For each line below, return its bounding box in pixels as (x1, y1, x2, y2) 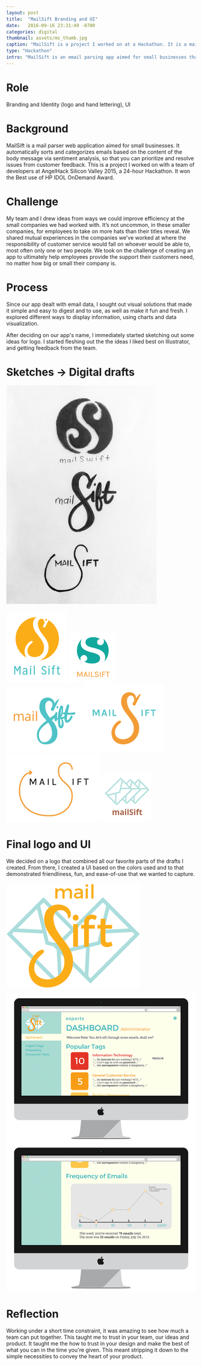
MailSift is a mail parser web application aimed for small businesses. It (6, 141, 180, 149)
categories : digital (6, 29, 58, 35)
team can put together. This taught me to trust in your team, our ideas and (6, 1333, 189, 1341)
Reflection (6, 1307, 59, 1321)
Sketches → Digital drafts (6, 365, 135, 379)
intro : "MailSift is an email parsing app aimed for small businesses (6, 54, 187, 60)
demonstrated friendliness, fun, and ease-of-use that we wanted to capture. (6, 871, 195, 878)
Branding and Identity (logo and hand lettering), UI (6, 101, 131, 108)
